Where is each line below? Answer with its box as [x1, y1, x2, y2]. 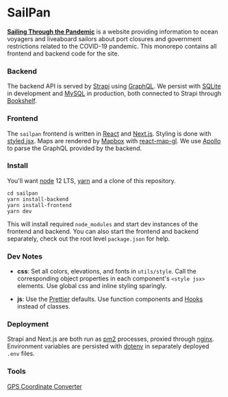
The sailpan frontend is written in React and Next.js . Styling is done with [7, 129, 212, 138]
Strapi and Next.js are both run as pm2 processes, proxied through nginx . [7, 335, 214, 344]
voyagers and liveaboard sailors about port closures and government [7, 34, 202, 43]
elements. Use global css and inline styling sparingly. [16, 282, 167, 290]
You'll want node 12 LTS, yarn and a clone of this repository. [7, 176, 176, 184]
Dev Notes [7, 252, 43, 261]
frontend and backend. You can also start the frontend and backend [7, 227, 199, 235]
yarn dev [7, 208, 32, 215]
